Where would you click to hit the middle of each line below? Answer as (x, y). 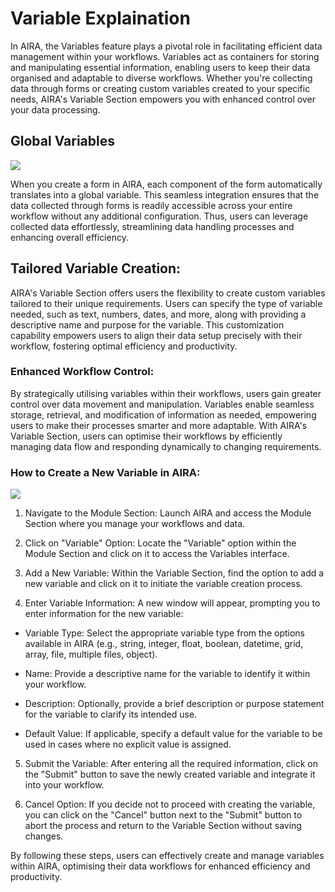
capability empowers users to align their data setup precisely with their (156, 335)
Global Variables (62, 141)
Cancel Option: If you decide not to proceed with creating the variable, (170, 804)
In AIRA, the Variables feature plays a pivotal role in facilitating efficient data (166, 46)
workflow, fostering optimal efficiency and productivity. (124, 346)
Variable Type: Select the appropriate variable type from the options (164, 633)
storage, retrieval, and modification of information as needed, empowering (163, 414)
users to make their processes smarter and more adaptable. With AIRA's (159, 425)
